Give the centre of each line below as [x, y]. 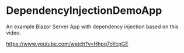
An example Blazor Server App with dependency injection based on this [93, 26]
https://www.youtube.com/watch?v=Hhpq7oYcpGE [67, 44]
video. [14, 32]
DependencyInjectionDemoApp [84, 11]
